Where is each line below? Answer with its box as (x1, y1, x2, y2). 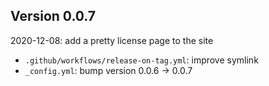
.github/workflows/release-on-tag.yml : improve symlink (24, 54, 259, 66)
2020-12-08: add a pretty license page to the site (10, 34, 214, 46)
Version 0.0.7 (10, 8, 97, 25)
